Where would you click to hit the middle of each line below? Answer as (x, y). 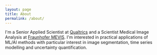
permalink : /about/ (25, 18)
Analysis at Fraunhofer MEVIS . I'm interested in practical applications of (77, 37)
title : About (18, 14)
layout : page (18, 9)
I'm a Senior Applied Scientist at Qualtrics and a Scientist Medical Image (77, 32)
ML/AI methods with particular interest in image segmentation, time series (79, 42)
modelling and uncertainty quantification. (46, 48)
